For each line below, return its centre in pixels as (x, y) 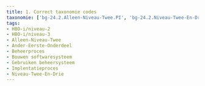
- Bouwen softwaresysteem (39, 57)
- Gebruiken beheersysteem (41, 62)
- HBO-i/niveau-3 (28, 35)
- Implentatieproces (33, 68)
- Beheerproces (26, 51)
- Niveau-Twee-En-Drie (35, 74)
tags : (13, 23)
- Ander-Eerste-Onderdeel (39, 46)
